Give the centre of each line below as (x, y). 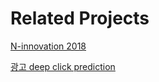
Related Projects (80, 18)
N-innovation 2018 (48, 46)
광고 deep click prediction (63, 66)
